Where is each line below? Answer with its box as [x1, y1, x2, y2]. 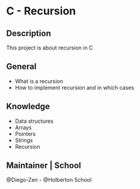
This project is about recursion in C [6, 44, 93, 51]
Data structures [14, 117, 54, 125]
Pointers [14, 130, 36, 137]
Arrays [14, 123, 32, 131]
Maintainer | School [6, 161, 81, 171]
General [6, 61, 37, 72]
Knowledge [6, 101, 50, 112]
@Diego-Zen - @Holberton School [6, 176, 92, 184]
